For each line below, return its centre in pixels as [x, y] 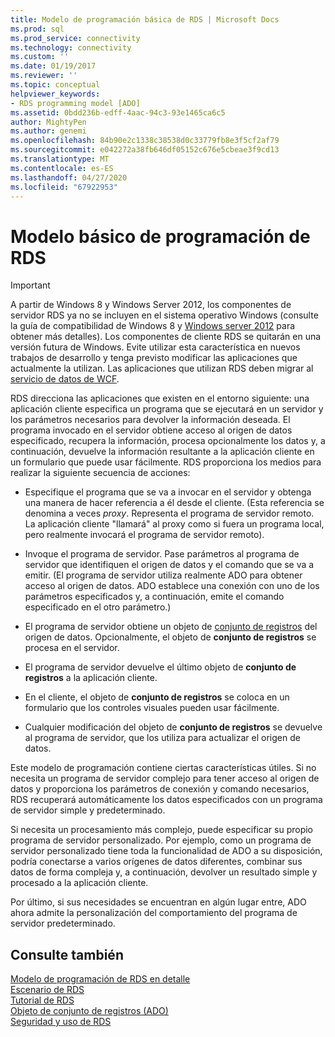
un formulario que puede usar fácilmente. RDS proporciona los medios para [166, 462]
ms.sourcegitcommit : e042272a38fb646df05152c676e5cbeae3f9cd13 [145, 150]
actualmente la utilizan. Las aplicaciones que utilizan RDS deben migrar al [162, 368]
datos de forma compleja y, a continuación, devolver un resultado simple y [164, 872]
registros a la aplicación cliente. [91, 678]
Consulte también [67, 954]
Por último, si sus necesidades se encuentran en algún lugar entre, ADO [158, 902]
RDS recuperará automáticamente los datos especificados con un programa [166, 800]
